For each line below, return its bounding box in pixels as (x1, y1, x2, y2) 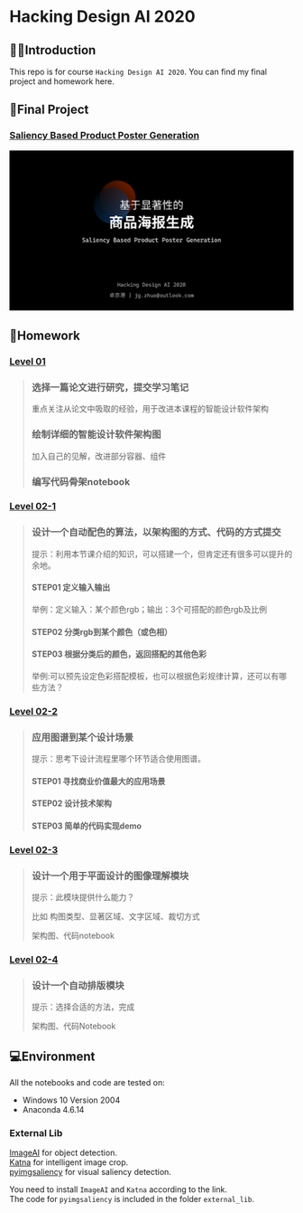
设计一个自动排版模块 (31, 979, 124, 991)
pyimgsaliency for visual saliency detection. (9, 1167, 171, 1178)
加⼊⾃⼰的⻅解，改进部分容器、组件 (31, 450, 167, 461)
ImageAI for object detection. (9, 1147, 117, 1159)
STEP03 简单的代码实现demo (31, 820, 142, 831)
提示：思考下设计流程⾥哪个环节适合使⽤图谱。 (31, 753, 206, 763)
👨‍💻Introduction (9, 43, 96, 58)
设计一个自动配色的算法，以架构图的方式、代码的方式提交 (31, 526, 281, 539)
